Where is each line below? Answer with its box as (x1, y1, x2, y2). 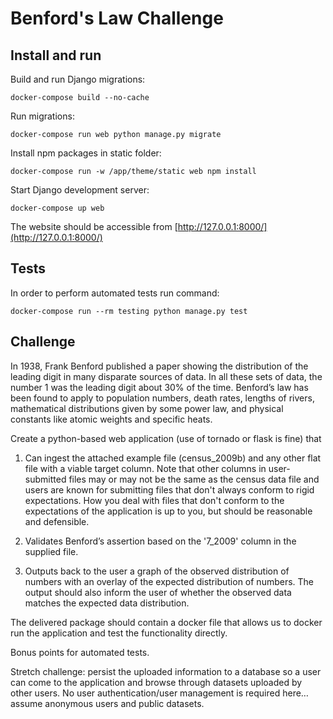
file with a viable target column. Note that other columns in (24, 462, 267, 474)
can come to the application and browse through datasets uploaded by (10, 676, 303, 688)
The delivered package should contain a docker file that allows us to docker (10, 616, 323, 628)
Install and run (10, 47, 102, 64)
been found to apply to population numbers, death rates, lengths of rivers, (10, 392, 315, 404)
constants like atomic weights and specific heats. (10, 413, 213, 425)
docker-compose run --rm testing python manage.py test (10, 306, 248, 316)
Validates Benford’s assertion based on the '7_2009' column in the (24, 535, 297, 547)
